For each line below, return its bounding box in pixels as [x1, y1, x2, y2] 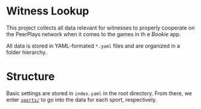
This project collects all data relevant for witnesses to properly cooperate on [6, 24, 195, 31]
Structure [6, 70, 55, 84]
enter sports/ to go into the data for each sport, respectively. [6, 96, 157, 103]
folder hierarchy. [6, 48, 47, 55]
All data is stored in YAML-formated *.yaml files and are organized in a [6, 42, 181, 49]
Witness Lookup [6, 4, 89, 18]
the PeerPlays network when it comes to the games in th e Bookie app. [6, 30, 181, 37]
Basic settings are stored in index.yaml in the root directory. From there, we [6, 89, 192, 97]
